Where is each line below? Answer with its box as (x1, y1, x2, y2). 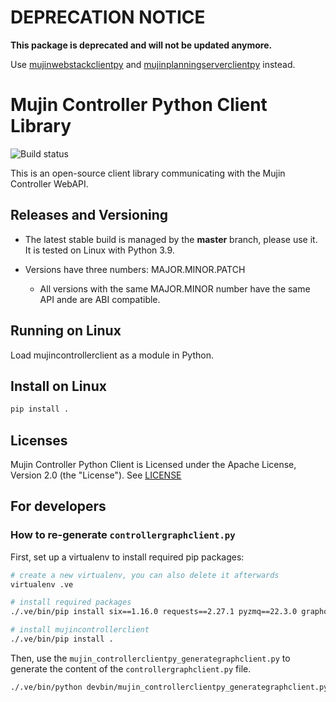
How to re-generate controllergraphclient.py (10, 528, 236, 542)
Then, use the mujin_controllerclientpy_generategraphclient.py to (10, 652, 291, 664)
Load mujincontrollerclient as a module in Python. (10, 349, 214, 361)
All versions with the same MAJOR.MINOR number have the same (39, 282, 311, 295)
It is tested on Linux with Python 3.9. (24, 244, 175, 256)
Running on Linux (10, 322, 122, 340)
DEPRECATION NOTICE (10, 6, 206, 29)
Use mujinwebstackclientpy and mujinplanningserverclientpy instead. (10, 58, 296, 70)
